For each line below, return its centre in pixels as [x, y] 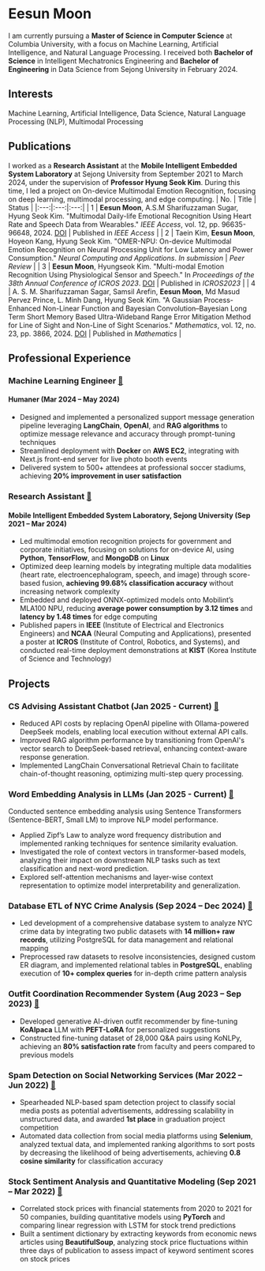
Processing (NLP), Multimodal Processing [76, 121]
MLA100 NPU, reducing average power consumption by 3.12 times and [136, 609]
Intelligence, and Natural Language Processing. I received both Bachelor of [131, 52]
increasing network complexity [70, 592]
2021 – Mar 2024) [37, 523]
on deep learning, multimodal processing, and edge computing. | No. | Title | [132, 199]
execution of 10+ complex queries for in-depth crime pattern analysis [133, 974]
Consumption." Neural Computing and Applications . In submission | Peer [126, 258]
